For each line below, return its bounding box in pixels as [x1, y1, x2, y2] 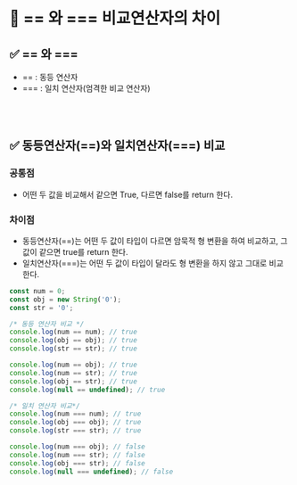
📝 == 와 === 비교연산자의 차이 [9, 8, 221, 29]
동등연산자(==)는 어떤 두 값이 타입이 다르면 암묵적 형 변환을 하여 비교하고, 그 [21, 235, 288, 246]
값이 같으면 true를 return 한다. [21, 246, 128, 257]
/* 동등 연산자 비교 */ [9, 319, 85, 328]
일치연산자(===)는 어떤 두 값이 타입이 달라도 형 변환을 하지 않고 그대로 [21, 258, 268, 268]
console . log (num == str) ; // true [9, 368, 138, 377]
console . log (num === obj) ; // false [9, 442, 145, 451]
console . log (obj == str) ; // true [9, 376, 138, 386]
